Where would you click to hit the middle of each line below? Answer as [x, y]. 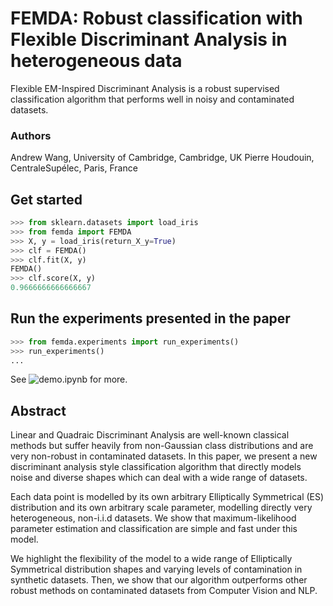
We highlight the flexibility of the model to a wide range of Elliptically [151, 559]
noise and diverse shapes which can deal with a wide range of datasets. [159, 478]
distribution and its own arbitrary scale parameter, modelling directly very [161, 508]
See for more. [69, 379]
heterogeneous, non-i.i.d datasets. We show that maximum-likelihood [153, 518]
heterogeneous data [96, 61]
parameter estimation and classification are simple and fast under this [154, 529]
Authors [31, 135]
